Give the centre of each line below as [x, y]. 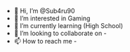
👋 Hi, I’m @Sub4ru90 [44, 11]
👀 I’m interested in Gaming [52, 18]
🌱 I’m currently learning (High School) [69, 26]
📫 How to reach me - [45, 41]
